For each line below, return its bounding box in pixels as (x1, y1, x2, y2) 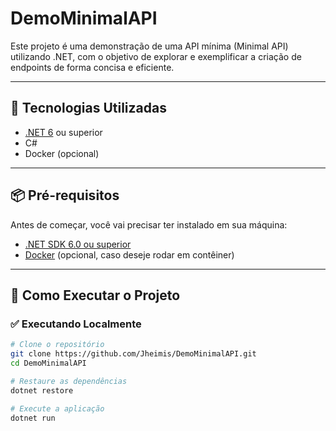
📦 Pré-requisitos (10, 187, 120, 204)
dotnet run (10, 413, 56, 423)
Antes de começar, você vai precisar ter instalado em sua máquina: (10, 218, 288, 231)
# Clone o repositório (10, 340, 105, 350)
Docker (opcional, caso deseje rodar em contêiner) (24, 248, 235, 261)
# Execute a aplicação (10, 403, 105, 414)
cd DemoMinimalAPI (10, 358, 87, 368)
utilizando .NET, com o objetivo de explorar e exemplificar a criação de (10, 50, 302, 62)
